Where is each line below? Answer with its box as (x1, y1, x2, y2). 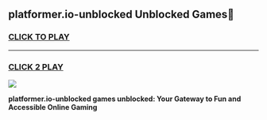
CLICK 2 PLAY (8, 61, 64, 72)
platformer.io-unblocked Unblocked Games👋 (8, 8, 234, 21)
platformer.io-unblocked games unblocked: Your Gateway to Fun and (8, 94, 242, 103)
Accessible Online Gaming (8, 102, 98, 111)
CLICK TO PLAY (8, 32, 70, 43)
